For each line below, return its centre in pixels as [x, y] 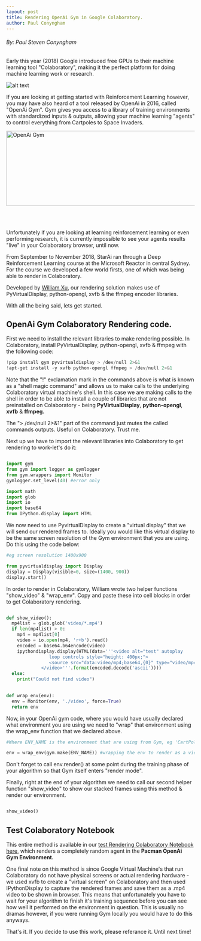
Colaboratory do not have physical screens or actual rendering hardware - [98, 875]
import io [19, 503]
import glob [21, 497]
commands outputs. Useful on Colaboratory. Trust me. [73, 429]
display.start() [26, 577]
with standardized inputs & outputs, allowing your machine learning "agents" [100, 116]
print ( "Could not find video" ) [56, 679]
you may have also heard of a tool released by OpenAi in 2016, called [91, 103]
